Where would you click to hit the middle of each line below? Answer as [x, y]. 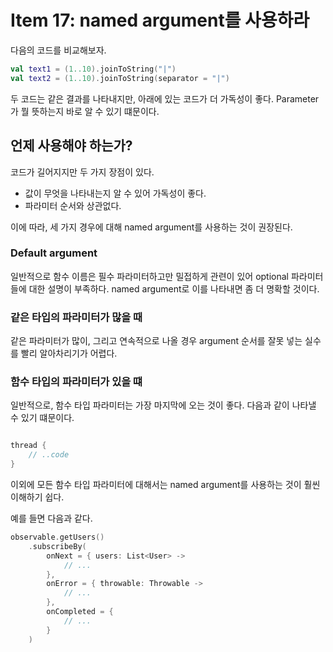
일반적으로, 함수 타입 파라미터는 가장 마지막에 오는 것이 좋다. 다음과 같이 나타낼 [163, 405]
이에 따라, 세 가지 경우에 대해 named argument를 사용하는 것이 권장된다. [151, 227]
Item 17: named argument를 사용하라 [160, 20]
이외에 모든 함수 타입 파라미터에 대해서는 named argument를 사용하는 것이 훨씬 [165, 485]
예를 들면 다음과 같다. [51, 518]
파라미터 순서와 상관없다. [73, 205]
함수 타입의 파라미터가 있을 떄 [76, 382]
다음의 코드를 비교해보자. [58, 50]
